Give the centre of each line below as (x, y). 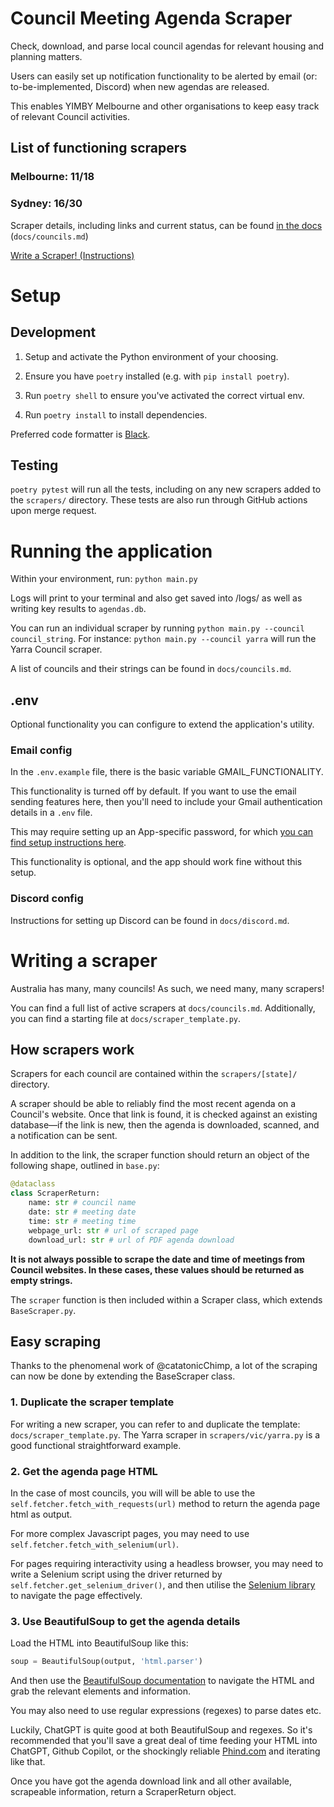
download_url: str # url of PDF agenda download (131, 1240)
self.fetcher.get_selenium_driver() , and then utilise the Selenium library (163, 1584)
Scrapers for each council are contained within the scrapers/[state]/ (154, 1074)
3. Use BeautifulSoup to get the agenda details (125, 1621)
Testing (34, 465)
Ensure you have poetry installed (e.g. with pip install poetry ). (157, 376)
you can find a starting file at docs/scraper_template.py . (126, 1018)
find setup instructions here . (68, 843)
